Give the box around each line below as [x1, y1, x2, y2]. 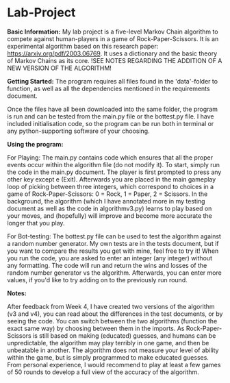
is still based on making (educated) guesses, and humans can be [33, 331, 216, 340]
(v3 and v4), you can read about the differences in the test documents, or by [7, 310, 223, 318]
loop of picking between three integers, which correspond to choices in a [7, 182, 214, 190]
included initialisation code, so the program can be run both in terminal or [7, 119, 214, 127]
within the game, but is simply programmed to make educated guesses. [7, 353, 209, 361]
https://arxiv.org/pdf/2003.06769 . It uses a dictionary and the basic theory [7, 49, 218, 58]
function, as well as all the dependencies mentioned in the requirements [7, 84, 210, 92]
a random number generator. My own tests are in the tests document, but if [7, 239, 219, 247]
